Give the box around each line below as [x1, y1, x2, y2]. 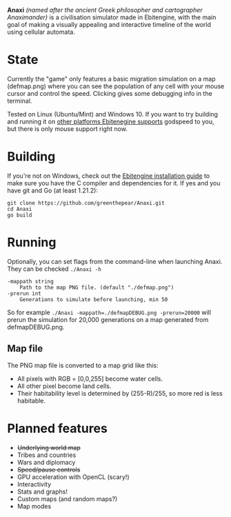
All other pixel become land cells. [17, 382, 112, 390]
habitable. [17, 396, 46, 405]
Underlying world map [17, 443, 81, 452]
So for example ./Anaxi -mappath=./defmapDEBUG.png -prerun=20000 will [7, 308, 212, 316]
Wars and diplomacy [17, 458, 76, 466]
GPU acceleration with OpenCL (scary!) [17, 472, 130, 481]
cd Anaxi [7, 205, 32, 212]
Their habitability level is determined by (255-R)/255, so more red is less [17, 389, 223, 397]
